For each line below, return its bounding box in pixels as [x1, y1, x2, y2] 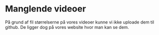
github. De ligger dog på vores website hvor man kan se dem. [5, 24, 129, 30]
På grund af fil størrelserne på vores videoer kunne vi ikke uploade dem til [5, 19, 154, 25]
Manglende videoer [5, 3, 87, 14]
